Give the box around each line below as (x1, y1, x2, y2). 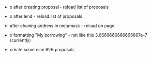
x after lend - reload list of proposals (9, 14, 83, 19)
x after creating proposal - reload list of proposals (9, 4, 109, 10)
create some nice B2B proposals (9, 47, 75, 52)
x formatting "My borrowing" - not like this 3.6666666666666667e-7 (9, 32, 148, 38)
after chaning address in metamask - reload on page (9, 23, 115, 28)
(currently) (9, 37, 31, 43)
